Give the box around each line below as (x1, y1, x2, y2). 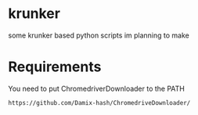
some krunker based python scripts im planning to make (8, 31, 189, 40)
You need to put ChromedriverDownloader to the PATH (8, 84, 185, 93)
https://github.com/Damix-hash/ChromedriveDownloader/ (8, 99, 191, 106)
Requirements (8, 58, 102, 76)
